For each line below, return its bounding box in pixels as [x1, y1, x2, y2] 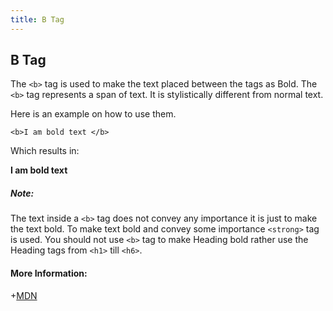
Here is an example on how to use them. [10, 108, 177, 120]
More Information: [10, 267, 88, 279]
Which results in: [10, 145, 80, 157]
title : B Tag [10, 14, 65, 25]
